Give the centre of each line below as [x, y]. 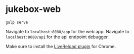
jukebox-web [33, 9]
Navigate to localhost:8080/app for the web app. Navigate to [67, 31]
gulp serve [17, 22]
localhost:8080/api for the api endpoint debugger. [57, 37]
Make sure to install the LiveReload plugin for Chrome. [61, 46]
